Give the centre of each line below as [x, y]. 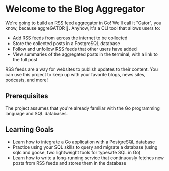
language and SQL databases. [37, 113]
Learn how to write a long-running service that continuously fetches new [88, 158]
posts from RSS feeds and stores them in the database [69, 163]
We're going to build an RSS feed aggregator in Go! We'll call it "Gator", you [83, 23]
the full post [25, 59]
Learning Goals [30, 130]
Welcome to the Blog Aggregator [75, 9]
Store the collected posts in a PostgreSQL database [66, 43]
